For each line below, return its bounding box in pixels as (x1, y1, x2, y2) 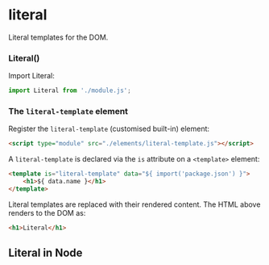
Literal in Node (8, 246, 83, 260)
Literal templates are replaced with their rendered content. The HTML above (8, 200, 261, 209)
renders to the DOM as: (8, 208, 86, 217)
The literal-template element (8, 106, 129, 117)
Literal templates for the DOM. (8, 32, 109, 42)
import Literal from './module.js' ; (8, 86, 131, 95)
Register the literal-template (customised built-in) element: (8, 124, 210, 134)
